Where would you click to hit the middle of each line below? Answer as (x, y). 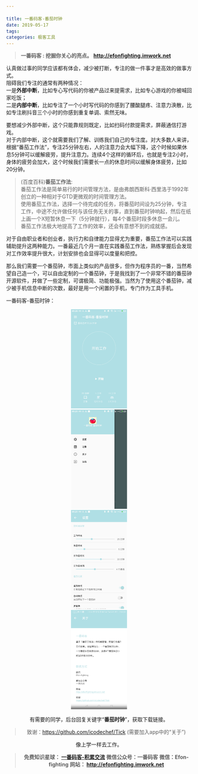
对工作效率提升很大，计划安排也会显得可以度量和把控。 (73, 253)
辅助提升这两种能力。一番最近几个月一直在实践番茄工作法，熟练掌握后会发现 (99, 246)
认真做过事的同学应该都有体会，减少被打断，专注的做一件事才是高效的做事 (96, 68)
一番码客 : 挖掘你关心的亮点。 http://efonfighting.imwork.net (96, 55)
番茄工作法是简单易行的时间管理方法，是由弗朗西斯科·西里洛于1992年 (105, 190)
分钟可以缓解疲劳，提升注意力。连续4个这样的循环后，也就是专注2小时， (103, 155)
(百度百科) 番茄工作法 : (47, 182)
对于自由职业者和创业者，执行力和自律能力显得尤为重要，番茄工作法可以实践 (99, 239)
